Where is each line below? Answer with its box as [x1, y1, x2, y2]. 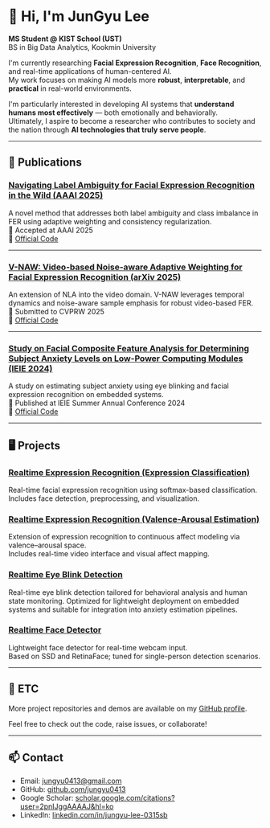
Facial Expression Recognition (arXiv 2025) [8, 271, 182, 282]
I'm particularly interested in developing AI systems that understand [8, 99, 235, 109]
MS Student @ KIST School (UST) [8, 34, 122, 43]
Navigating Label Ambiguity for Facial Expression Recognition [8, 180, 256, 191]
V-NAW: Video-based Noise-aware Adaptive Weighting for [8, 261, 243, 273]
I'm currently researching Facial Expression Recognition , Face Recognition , [8, 58, 262, 68]
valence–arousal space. [8, 540, 87, 550]
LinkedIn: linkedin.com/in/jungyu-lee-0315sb [19, 810, 168, 820]
